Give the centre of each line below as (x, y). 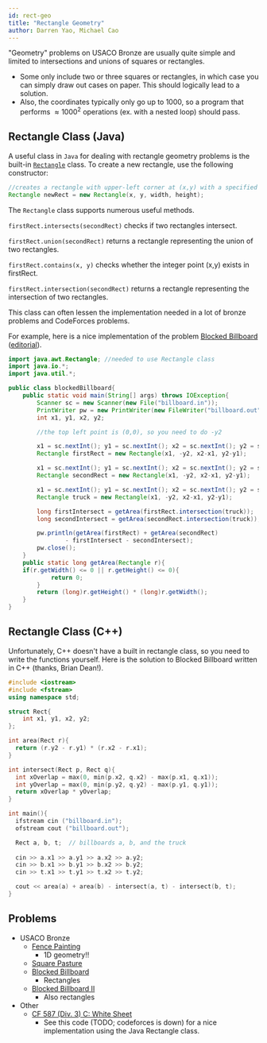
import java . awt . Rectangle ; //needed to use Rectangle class (112, 359)
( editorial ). (25, 344)
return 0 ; (67, 578)
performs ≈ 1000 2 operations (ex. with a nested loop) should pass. (130, 111)
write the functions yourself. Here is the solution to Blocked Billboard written (133, 659)
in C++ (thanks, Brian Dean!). (56, 667)
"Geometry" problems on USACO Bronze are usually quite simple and (122, 53)
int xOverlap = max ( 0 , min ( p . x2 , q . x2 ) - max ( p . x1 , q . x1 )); (117, 777)
